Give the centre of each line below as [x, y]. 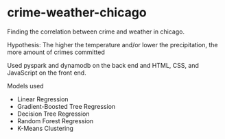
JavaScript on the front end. [47, 73]
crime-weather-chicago [77, 13]
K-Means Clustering [45, 128]
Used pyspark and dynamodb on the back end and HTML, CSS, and [103, 65]
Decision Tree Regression [53, 114]
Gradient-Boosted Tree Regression [66, 106]
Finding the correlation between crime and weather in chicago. [96, 31]
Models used [25, 86]
